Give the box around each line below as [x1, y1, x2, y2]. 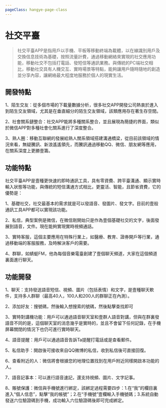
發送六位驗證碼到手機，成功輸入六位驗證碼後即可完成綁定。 [5, 398, 126, 403]
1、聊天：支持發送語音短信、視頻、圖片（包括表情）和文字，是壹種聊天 [5, 287, 150, 292]
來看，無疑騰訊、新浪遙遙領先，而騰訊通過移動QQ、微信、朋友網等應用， [9, 141, 159, 147]
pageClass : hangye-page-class [5, 7, 68, 12]
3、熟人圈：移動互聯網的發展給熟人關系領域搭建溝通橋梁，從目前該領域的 [5, 136, 155, 141]
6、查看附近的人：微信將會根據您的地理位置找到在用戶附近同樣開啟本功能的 [5, 358, 160, 363]
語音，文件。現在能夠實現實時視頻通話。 [13, 224, 96, 229]
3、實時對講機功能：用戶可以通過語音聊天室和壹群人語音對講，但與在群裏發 [5, 314, 160, 319]
